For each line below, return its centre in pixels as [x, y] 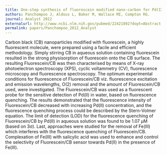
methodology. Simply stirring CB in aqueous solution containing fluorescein [82, 53]
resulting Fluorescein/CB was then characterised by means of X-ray [75, 63]
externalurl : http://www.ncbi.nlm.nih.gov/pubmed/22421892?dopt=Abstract [83, 24]
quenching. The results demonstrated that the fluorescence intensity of [78, 100]
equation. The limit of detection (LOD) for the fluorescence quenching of [79, 116]
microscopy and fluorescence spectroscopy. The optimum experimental [79, 74]
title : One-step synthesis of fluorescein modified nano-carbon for [78, 10]
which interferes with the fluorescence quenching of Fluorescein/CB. [76, 132]
